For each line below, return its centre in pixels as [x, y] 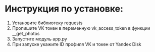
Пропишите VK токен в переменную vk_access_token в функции [81, 28]
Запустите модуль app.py [40, 39]
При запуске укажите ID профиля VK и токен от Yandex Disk [77, 44]
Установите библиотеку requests [47, 23]
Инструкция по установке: [64, 9]
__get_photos [26, 33]
